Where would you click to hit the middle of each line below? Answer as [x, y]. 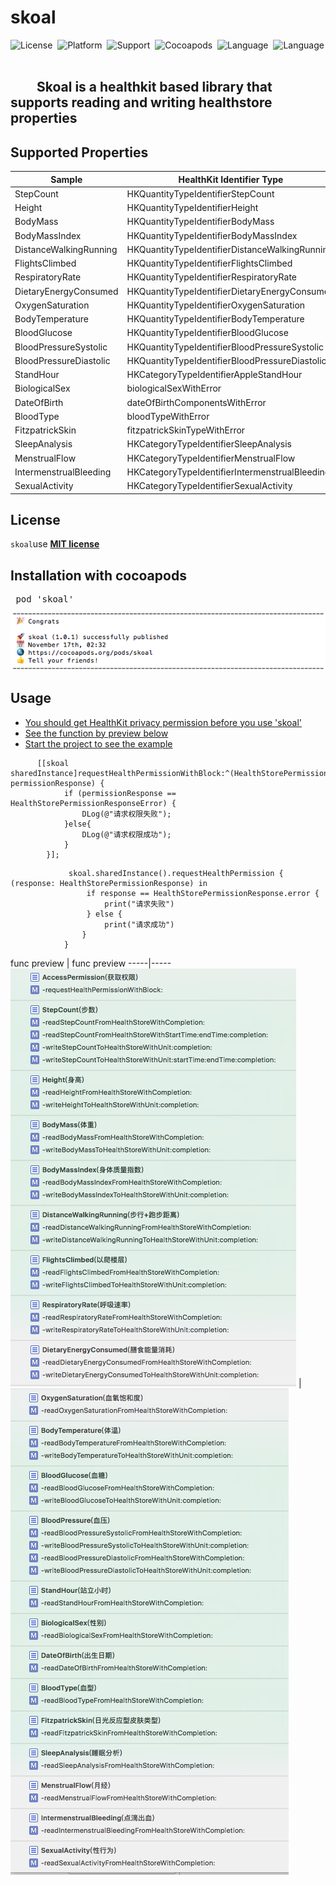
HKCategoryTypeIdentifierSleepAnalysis [209, 444]
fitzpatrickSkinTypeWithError [186, 430]
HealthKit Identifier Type [231, 179]
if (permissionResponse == [120, 793]
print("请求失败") [139, 904]
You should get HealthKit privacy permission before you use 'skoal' [163, 722]
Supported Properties [79, 152]
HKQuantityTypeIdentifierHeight [192, 208]
